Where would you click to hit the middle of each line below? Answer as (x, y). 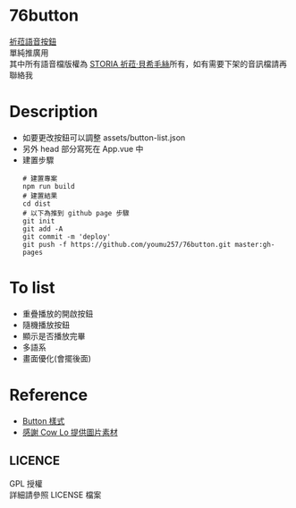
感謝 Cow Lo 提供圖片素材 (70, 432)
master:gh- (255, 244)
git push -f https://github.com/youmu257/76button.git (127, 244)
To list (32, 288)
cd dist (36, 203)
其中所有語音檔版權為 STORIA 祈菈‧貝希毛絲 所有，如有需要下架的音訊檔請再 (148, 63)
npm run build (48, 186)
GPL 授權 (26, 483)
